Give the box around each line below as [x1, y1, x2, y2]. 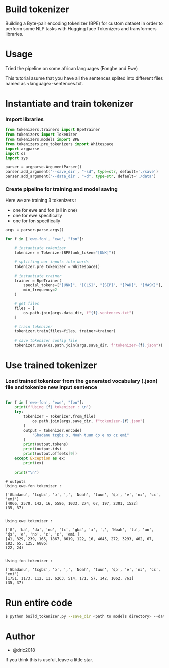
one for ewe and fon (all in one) [12, 207, 78, 213]
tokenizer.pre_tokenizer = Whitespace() [14, 264, 100, 269]
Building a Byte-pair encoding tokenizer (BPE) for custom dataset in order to [5, 20, 163, 26]
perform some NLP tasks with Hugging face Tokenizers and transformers [5, 25, 157, 31]
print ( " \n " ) [14, 470, 39, 475]
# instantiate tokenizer [14, 246, 66, 251]
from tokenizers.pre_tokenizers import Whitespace [5, 141, 114, 147]
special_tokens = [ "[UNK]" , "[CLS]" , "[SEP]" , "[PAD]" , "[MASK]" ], [23, 283, 163, 288]
